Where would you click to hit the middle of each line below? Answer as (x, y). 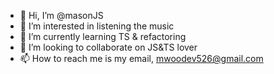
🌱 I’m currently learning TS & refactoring (103, 36)
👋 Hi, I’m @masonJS (61, 15)
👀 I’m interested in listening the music (97, 26)
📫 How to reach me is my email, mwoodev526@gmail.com (141, 58)
